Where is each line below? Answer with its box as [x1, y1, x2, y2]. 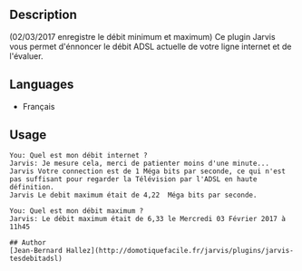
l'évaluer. [9, 50, 44, 62]
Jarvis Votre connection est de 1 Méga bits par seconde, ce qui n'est [9, 167, 286, 176]
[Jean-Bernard [9, 247, 63, 256]
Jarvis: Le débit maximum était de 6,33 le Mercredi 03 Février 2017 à [9, 215, 286, 224]
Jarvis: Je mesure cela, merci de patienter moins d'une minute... [9, 159, 270, 169]
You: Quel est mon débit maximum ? [9, 207, 144, 216]
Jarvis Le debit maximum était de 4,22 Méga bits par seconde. [9, 190, 258, 200]
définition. [9, 183, 54, 192]
